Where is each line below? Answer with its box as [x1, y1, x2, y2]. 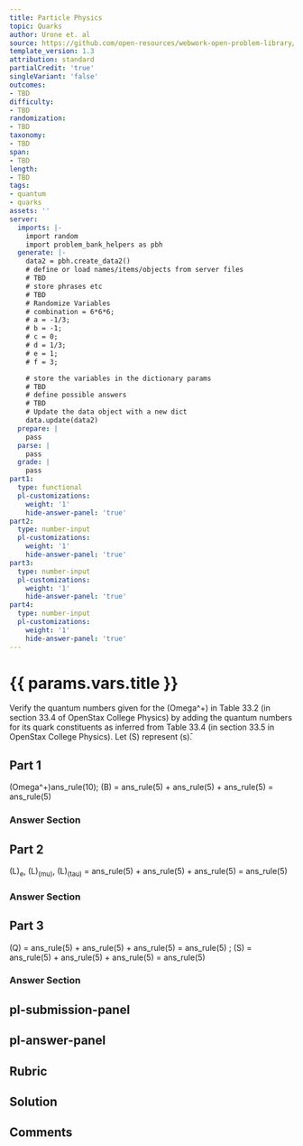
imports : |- [17, 223, 63, 232]
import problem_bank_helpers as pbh [25, 240, 164, 249]
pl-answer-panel [9, 1033, 106, 1048]
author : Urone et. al [9, 30, 91, 39]
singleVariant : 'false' [9, 72, 99, 81]
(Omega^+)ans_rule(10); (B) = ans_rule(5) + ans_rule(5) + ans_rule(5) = [9, 782, 274, 793]
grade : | [17, 458, 50, 467]
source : [9, 38, 39, 48]
